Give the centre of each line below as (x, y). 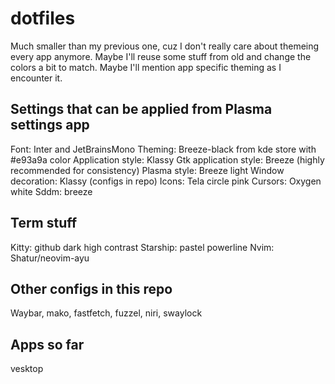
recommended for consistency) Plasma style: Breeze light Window (147, 170)
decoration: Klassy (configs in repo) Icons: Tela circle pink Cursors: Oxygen (166, 181)
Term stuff (44, 223)
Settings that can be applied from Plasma (141, 109)
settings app (50, 125)
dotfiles (43, 18)
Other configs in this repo (91, 288)
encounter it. (36, 78)
